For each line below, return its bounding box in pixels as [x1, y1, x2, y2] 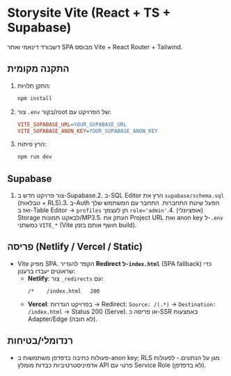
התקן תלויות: [17, 81, 51, 90]
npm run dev [17, 153, 52, 161]
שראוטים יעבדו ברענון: [17, 267, 76, 275]
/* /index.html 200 [27, 288, 100, 295]
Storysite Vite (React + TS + [7, 5, 171, 21]
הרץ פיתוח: [17, 140, 47, 148]
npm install [17, 95, 52, 102]
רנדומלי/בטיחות [7, 335, 74, 347]
